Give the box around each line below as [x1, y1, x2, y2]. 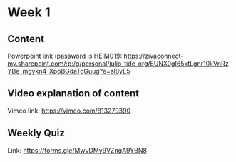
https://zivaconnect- [123, 51, 184, 60]
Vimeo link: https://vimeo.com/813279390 [7, 106, 131, 115]
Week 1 [7, 4, 51, 21]
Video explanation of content [7, 87, 140, 100]
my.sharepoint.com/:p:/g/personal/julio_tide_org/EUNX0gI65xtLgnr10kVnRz [7, 59, 230, 68]
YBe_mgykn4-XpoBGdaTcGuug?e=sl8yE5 [7, 67, 130, 75]
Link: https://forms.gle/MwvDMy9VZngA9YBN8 [7, 146, 148, 154]
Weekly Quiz [7, 127, 66, 139]
